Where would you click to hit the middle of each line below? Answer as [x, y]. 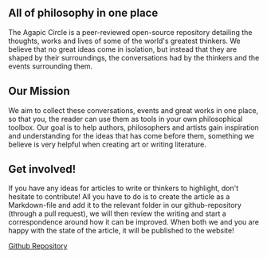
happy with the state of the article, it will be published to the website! [121, 231]
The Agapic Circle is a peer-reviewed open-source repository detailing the [130, 32]
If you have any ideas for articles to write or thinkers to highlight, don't [124, 188]
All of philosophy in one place [83, 13]
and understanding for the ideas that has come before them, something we [132, 135]
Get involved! [42, 169]
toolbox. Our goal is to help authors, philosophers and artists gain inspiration [133, 127]
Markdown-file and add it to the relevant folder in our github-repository [125, 205]
